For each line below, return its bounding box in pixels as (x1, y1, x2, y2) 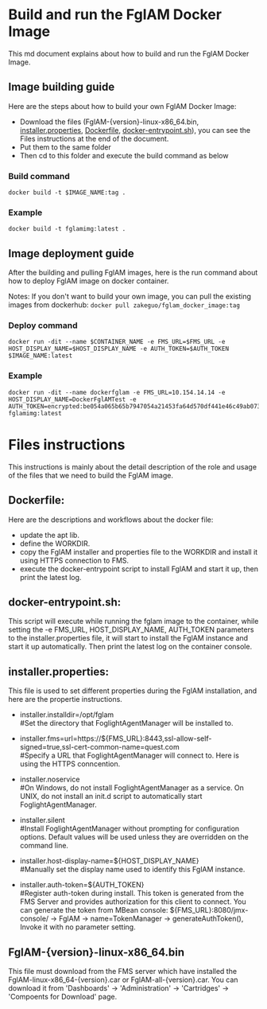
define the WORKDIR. (19, 539, 91, 548)
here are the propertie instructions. (8, 695, 123, 704)
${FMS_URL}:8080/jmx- (169, 906, 249, 915)
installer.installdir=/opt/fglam (19, 710, 114, 719)
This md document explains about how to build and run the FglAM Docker (8, 49, 250, 58)
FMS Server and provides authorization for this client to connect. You (19, 897, 246, 906)
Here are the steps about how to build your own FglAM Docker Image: (8, 101, 237, 111)
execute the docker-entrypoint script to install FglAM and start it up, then (19, 563, 258, 574)
